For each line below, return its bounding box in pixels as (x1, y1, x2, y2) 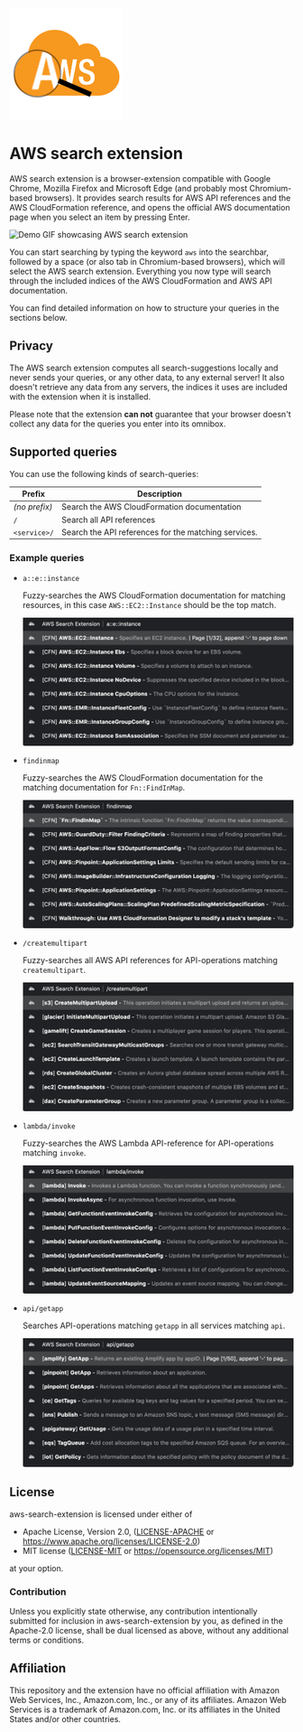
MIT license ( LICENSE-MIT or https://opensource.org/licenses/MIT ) (22, 1545, 273, 1556)
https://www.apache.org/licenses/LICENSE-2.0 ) (22, 1535, 201, 1547)
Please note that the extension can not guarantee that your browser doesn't (9, 408, 291, 419)
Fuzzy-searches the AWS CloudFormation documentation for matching (22, 590, 286, 601)
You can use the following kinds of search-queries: (9, 468, 199, 479)
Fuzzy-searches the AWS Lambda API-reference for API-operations (22, 1138, 274, 1148)
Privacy (9, 338, 54, 354)
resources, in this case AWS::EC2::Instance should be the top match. (22, 599, 277, 610)
